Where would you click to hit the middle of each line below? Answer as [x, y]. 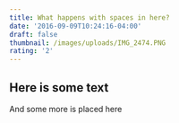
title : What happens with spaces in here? [89, 18]
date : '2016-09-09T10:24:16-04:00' [76, 26]
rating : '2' [31, 51]
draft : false [34, 34]
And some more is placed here [66, 109]
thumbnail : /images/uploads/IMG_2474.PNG [88, 43]
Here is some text [59, 88]
